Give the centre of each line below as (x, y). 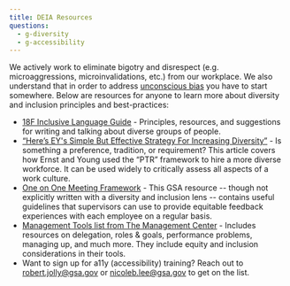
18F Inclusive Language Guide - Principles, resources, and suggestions (151, 122)
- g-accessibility (51, 42)
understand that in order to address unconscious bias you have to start (138, 86)
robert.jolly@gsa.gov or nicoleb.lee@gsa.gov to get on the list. (136, 273)
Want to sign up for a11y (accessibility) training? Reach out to (133, 263)
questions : (29, 26)
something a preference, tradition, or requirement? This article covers (149, 151)
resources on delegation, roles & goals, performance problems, (137, 235)
